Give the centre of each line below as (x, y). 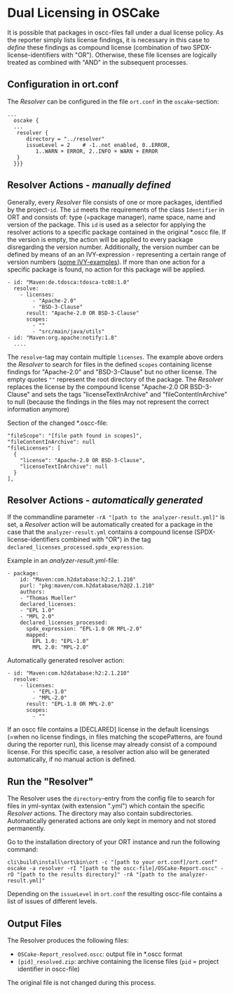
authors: (33, 592)
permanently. (26, 829)
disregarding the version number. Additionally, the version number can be (113, 247)
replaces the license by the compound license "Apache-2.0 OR (98, 387)
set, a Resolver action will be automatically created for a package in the (110, 525)
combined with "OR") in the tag (106, 540)
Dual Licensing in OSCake (83, 13)
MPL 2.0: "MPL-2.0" (61, 648)
